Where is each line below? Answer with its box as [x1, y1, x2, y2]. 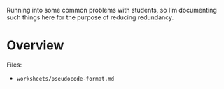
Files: [6, 60, 22, 69]
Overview [6, 38, 64, 54]
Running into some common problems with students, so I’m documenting [6, 6, 218, 14]
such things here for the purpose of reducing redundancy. [6, 13, 174, 22]
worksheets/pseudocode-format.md [16, 75, 115, 82]
